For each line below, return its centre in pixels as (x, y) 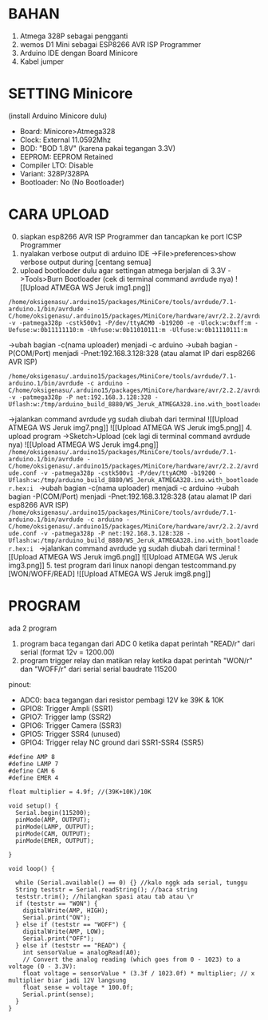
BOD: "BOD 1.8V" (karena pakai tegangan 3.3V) (98, 148)
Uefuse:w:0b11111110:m (46, 330)
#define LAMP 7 (33, 764)
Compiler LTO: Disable (57, 165)
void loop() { (32, 868)
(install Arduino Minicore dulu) (58, 116)
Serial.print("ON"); (57, 917)
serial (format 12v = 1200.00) (67, 652)
